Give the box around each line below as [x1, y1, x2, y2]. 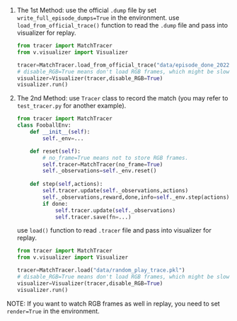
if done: [42, 200, 69, 207]
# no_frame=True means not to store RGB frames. [42, 154, 189, 161]
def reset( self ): [30, 148, 81, 155]
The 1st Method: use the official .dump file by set [16, 6, 157, 14]
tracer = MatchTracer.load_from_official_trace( [16, 62, 157, 69]
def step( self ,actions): [30, 180, 103, 188]
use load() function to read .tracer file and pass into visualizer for [16, 226, 212, 235]
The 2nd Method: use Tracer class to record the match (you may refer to [16, 94, 229, 103]
